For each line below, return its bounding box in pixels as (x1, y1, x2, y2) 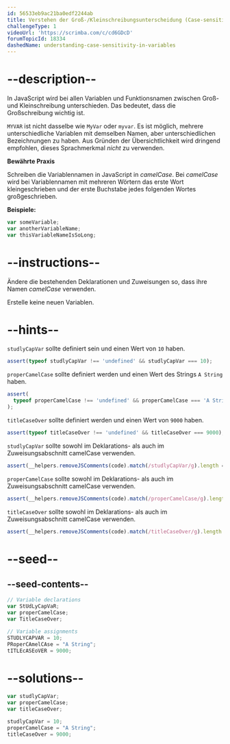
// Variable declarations (7, 597, 81, 603)
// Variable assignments (7, 628, 78, 635)
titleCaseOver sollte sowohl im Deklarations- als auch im (7, 507, 168, 516)
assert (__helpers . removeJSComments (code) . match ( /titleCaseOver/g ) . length (7, 528, 222, 535)
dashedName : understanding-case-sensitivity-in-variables (7, 42, 176, 49)
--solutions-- (7, 670, 84, 686)
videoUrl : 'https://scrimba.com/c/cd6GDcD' (7, 29, 133, 36)
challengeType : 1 (7, 23, 57, 29)
